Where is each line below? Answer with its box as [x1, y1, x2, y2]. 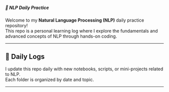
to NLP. [5, 71, 21, 77]
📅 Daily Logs [5, 52, 45, 61]
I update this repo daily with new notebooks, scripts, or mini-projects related [5, 66, 163, 72]
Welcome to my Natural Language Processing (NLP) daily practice [5, 17, 144, 23]
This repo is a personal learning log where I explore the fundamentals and [5, 28, 158, 34]
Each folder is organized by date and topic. [5, 76, 95, 82]
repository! [5, 22, 28, 28]
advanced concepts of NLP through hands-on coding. [5, 33, 117, 39]
